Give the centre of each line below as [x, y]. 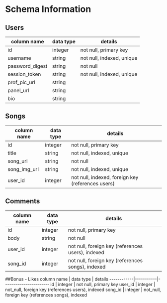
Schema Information [48, 9]
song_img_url [23, 169]
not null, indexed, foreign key [105, 177]
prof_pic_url [22, 82]
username [19, 58]
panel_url [18, 90]
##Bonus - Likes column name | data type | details [57, 279]
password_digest [28, 66]
